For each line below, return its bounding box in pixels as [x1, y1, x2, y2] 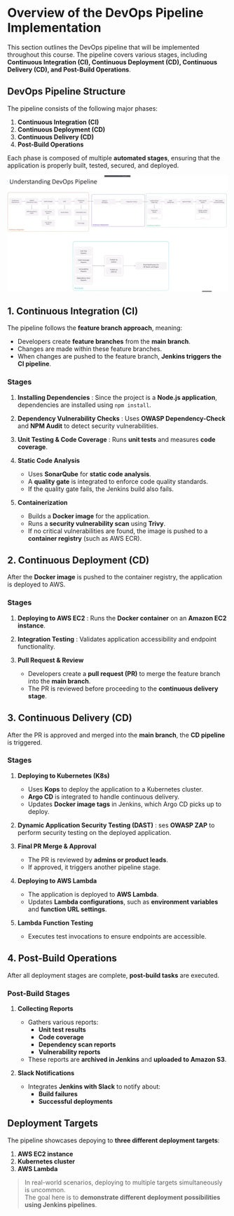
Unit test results [38, 1025, 86, 1034]
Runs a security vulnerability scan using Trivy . [27, 519, 166, 527]
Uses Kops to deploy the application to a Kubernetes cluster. [27, 785, 203, 793]
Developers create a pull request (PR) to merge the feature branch [27, 669, 221, 677]
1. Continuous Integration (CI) [7, 305, 139, 317]
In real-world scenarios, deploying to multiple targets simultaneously [24, 1178, 223, 1187]
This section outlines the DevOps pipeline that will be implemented [7, 43, 200, 51]
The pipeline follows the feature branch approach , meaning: [7, 324, 183, 332]
